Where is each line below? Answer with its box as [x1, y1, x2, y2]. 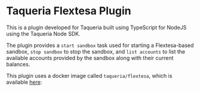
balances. [6, 61, 30, 68]
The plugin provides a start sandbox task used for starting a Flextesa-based [6, 42, 194, 49]
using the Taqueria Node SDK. [6, 30, 81, 37]
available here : [6, 79, 42, 86]
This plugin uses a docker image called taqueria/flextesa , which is [6, 72, 173, 79]
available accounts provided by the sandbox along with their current [6, 54, 174, 61]
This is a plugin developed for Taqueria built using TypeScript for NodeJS [6, 24, 187, 31]
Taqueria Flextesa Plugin [6, 4, 131, 18]
